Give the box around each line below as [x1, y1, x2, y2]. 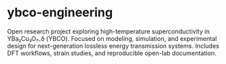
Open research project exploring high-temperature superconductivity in [7, 27, 210, 35]
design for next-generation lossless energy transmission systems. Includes [7, 42, 220, 50]
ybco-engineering [7, 5, 113, 20]
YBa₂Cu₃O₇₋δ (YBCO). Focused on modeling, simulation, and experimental [7, 34, 218, 42]
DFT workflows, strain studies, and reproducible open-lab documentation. [7, 49, 216, 57]
